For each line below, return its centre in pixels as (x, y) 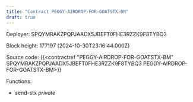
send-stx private (35, 93)
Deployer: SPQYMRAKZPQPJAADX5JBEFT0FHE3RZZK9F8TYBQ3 (87, 34)
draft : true (21, 17)
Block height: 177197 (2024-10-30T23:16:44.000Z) (68, 46)
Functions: (19, 81)
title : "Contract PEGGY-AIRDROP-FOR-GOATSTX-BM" (67, 12)
